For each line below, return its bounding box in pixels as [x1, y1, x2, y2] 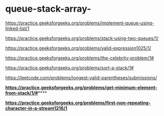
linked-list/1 [5, 25, 30, 31]
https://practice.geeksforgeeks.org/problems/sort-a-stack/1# [5, 65, 134, 71]
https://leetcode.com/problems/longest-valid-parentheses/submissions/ [5, 74, 157, 80]
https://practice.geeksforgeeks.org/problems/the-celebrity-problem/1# [5, 54, 154, 61]
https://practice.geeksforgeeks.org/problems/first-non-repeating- [5, 100, 151, 106]
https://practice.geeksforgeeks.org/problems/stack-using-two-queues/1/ [5, 35, 159, 41]
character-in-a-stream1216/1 [5, 105, 68, 111]
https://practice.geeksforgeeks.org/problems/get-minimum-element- [5, 84, 158, 91]
